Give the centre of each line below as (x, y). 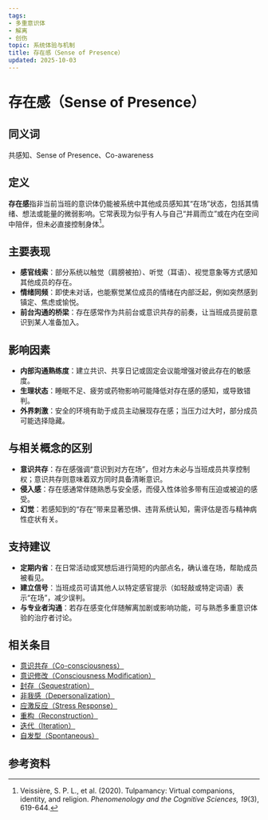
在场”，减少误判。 (60, 598)
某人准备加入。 (59, 322)
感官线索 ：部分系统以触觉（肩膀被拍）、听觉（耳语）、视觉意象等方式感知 (138, 272)
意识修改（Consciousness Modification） (87, 676)
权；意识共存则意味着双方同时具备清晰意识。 (93, 479)
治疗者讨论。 (55, 618)
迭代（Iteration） (47, 726)
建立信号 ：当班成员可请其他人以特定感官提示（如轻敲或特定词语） (128, 587)
